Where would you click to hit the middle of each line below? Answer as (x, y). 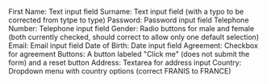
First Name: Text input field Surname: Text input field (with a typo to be (126, 12)
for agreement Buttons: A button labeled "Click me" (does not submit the (129, 54)
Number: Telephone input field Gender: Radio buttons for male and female (131, 28)
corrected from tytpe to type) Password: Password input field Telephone (129, 20)
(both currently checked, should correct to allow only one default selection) (134, 37)
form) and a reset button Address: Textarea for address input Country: (125, 62)
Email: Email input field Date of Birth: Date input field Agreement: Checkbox (133, 46)
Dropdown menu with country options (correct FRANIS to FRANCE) (120, 71)
